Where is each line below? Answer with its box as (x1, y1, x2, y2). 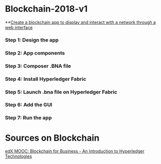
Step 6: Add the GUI (5, 102, 52, 108)
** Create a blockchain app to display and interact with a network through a (5, 19, 156, 25)
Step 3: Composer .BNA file (5, 62, 71, 69)
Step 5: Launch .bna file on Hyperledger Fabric (5, 89, 117, 95)
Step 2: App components (5, 49, 65, 56)
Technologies (5, 153, 32, 159)
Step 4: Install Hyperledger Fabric (5, 75, 86, 82)
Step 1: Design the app (5, 36, 59, 43)
